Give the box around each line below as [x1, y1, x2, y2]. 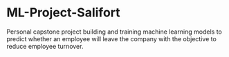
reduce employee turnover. [6, 42, 84, 50]
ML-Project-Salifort [6, 5, 120, 21]
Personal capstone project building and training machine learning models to [6, 27, 222, 36]
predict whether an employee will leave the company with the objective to [6, 34, 217, 43]
